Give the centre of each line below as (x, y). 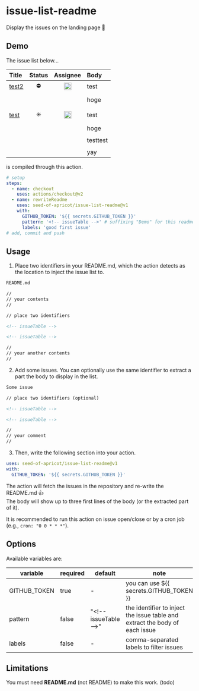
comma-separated (152, 639)
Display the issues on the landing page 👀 (56, 27)
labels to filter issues (154, 647)
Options (21, 544)
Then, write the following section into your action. (75, 453)
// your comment (26, 436)
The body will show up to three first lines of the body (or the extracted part (97, 501)
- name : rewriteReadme (39, 200)
